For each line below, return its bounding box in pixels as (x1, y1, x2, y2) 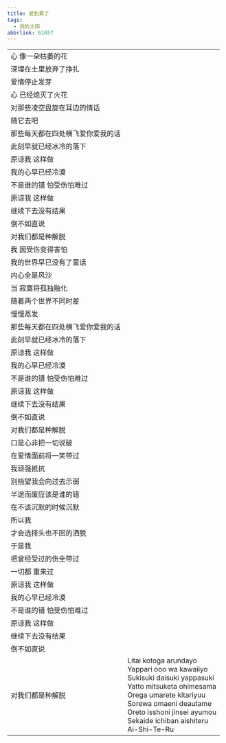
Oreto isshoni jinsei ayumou (127, 707, 217, 717)
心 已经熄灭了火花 (10, 90, 68, 100)
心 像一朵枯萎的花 (10, 52, 68, 61)
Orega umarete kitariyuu (127, 690, 206, 700)
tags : (7, 16, 23, 23)
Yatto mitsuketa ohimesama (127, 682, 216, 691)
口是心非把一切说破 (10, 438, 74, 447)
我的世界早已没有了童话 (10, 258, 87, 267)
